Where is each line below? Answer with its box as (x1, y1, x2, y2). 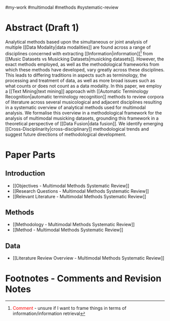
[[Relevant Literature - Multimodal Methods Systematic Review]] (12, 193, 147, 199)
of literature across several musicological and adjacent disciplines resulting (5, 99, 162, 105)
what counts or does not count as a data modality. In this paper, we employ (5, 83, 162, 89)
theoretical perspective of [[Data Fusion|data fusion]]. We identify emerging (5, 120, 163, 126)
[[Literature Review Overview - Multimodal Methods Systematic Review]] (12, 255, 164, 261)
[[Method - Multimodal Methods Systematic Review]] (12, 227, 123, 233)
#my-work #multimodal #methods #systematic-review (5, 5, 119, 10)
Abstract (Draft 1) (5, 22, 79, 33)
